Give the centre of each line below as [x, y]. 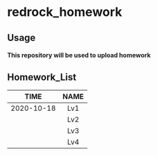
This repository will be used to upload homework [79, 55]
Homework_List [42, 77]
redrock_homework [65, 12]
